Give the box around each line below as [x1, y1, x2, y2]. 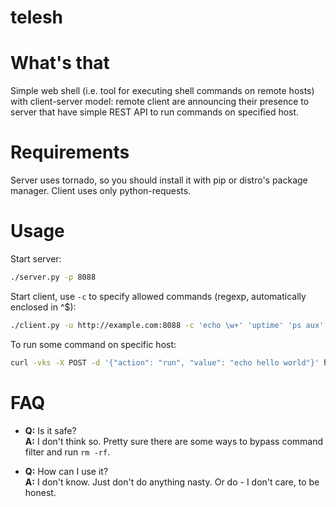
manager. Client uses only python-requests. [10, 185, 192, 197]
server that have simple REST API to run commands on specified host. [10, 106, 300, 118]
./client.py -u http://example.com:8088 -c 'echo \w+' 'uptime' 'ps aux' [10, 320, 325, 330]
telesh [10, 6, 64, 29]
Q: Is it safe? [24, 424, 77, 436]
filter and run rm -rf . [24, 446, 111, 458]
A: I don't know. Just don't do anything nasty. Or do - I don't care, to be [24, 476, 320, 488]
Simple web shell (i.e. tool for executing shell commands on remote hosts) [10, 85, 315, 97]
